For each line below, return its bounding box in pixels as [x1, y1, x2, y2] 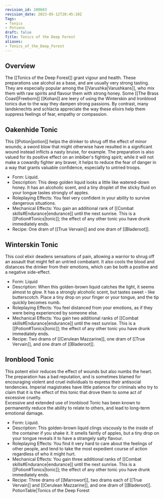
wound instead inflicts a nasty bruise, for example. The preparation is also [5, 149, 154, 155]
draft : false [5, 30, 32, 35]
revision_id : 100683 [5, 7, 47, 12]
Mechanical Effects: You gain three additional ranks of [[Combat [12, 456, 142, 462]
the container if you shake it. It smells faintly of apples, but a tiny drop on [12, 430, 159, 436]
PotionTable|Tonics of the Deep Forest [12, 487, 90, 493]
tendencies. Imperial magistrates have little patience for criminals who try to [5, 384, 158, 390]
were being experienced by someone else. [12, 310, 98, 316]
